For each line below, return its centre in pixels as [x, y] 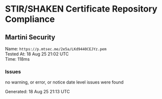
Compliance [30, 19]
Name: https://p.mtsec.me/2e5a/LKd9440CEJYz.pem [56, 49]
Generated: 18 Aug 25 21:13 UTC [37, 92]
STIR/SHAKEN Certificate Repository [81, 9]
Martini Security [30, 37]
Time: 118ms [18, 59]
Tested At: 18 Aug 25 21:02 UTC [37, 54]
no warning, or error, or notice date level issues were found [64, 82]
